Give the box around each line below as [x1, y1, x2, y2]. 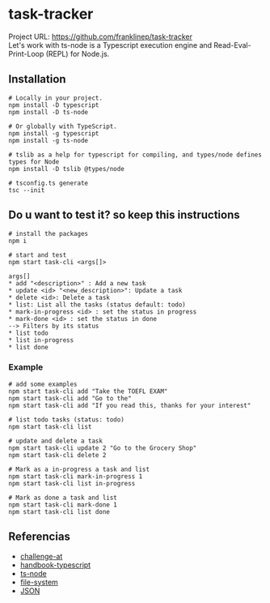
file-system [19, 577, 58, 587]
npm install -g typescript [8, 129, 99, 138]
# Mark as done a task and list [8, 494, 117, 502]
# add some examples [8, 380, 78, 388]
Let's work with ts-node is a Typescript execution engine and [8, 40, 213, 49]
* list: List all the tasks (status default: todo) [8, 301, 186, 309]
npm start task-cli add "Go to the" [8, 394, 132, 402]
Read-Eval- [213, 40, 252, 49]
